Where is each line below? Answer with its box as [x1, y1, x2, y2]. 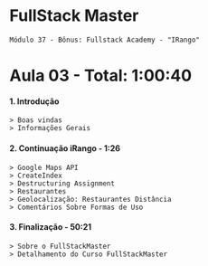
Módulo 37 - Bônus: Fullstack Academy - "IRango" [9, 35, 201, 44]
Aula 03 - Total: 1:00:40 [9, 65, 193, 86]
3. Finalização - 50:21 [9, 222, 92, 233]
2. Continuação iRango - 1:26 [9, 142, 120, 154]
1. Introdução [9, 96, 60, 107]
